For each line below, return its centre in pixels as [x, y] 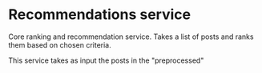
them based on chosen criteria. [60, 44]
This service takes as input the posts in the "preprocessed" [106, 60]
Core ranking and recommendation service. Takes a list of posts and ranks [131, 36]
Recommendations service [99, 15]
